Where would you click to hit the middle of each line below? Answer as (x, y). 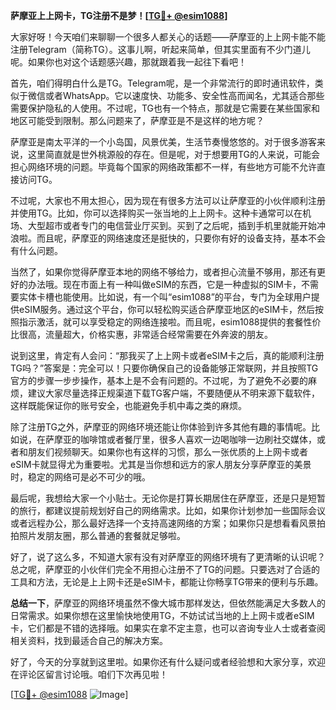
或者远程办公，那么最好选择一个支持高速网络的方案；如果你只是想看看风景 (163, 523)
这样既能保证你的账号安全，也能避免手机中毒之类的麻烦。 (128, 405)
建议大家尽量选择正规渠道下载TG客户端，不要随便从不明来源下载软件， (174, 393)
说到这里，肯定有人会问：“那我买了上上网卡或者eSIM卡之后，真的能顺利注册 (167, 355)
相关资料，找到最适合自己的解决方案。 (89, 640)
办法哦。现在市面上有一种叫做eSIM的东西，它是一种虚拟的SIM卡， (164, 284)
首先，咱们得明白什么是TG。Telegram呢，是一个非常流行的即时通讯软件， (162, 83)
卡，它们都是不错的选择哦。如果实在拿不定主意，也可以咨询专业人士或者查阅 (168, 628)
